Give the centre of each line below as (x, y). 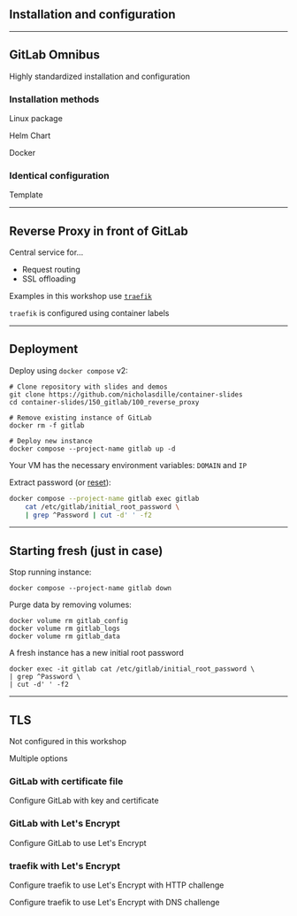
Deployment (44, 349)
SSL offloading (49, 279)
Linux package (36, 118)
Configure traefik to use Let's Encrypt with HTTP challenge (117, 885)
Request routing (51, 270)
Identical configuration (59, 175)
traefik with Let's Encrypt (65, 866)
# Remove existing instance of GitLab (80, 418)
